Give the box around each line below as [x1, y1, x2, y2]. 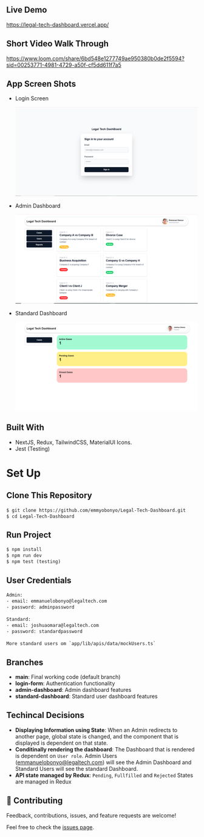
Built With [6, 422, 44, 433]
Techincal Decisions [6, 710, 85, 720]
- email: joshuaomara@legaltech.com [6, 623, 99, 629]
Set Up [6, 466, 41, 480]
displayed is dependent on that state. [15, 739, 108, 746]
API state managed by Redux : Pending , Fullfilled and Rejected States [15, 771, 193, 779]
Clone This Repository [6, 490, 92, 500]
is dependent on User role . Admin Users [15, 752, 117, 759]
